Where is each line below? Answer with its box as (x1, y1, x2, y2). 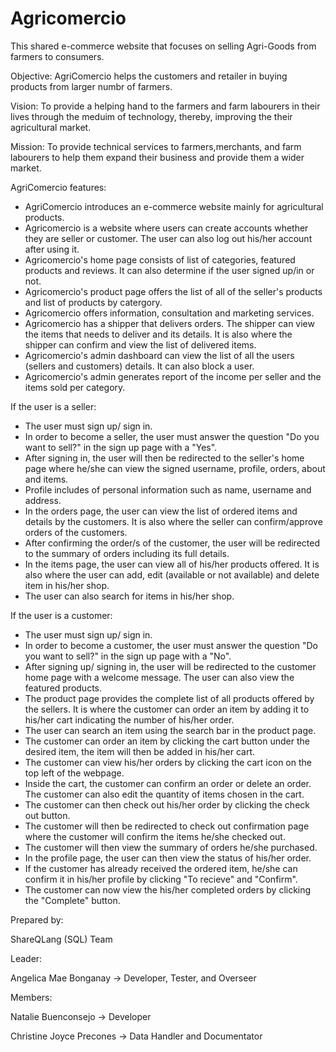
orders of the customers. (24, 526, 128, 538)
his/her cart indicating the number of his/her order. (24, 713, 235, 726)
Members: (10, 991, 53, 1003)
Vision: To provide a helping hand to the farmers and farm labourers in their (10, 100, 321, 112)
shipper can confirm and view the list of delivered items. (24, 338, 257, 351)
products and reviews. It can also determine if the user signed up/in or (24, 264, 315, 276)
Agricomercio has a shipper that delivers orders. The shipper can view (24, 317, 315, 329)
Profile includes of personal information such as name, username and (24, 483, 312, 496)
